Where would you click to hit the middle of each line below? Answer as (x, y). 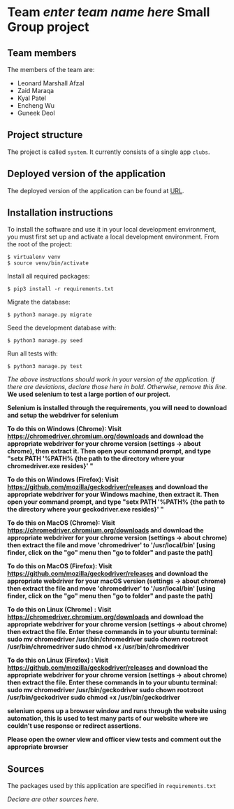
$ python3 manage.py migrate (50, 315)
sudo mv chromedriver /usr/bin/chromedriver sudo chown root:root (108, 639)
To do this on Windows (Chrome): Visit (65, 429)
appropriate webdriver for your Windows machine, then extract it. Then (113, 495)
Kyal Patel (32, 98)
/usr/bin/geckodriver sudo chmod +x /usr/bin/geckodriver (94, 698)
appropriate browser (38, 747)
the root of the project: (39, 244)
